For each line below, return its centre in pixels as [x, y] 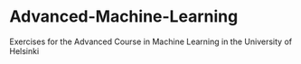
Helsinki [24, 50]
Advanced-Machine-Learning [124, 17]
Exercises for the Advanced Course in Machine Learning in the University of [150, 41]
